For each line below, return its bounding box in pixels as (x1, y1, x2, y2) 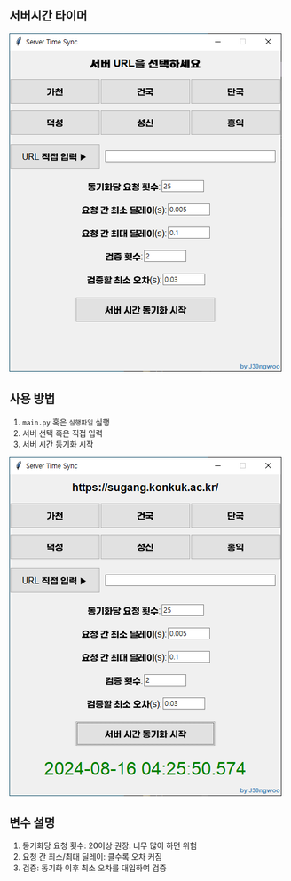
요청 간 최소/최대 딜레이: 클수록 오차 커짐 (21, 852, 162, 862)
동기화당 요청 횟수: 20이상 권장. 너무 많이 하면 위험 (21, 840, 198, 851)
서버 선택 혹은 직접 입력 (21, 427, 104, 438)
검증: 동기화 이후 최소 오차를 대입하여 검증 (21, 862, 167, 873)
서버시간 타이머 (9, 8, 88, 24)
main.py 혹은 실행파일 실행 (21, 417, 111, 427)
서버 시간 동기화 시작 (21, 439, 94, 449)
